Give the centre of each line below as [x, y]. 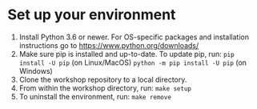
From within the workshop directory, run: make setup [105, 88]
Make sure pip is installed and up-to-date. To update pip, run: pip [126, 54]
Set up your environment [92, 15]
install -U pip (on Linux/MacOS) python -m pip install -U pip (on [133, 63]
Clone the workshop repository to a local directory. [103, 79]
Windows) [36, 71]
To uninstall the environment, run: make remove [95, 96]
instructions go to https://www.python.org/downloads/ [109, 45]
